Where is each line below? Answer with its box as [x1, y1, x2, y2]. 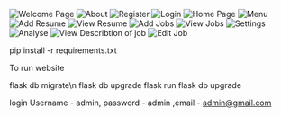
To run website [9, 63, 65, 73]
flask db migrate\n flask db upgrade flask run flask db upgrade [9, 80, 241, 90]
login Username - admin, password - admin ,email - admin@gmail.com [9, 97, 272, 108]
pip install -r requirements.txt [9, 45, 117, 56]
